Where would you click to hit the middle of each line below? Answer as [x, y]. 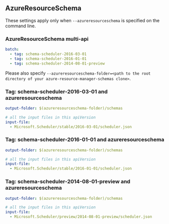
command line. [21, 26]
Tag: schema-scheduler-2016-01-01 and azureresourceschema [85, 140]
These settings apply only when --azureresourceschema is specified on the [82, 20]
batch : [12, 49]
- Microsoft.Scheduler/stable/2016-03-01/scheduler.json [71, 127]
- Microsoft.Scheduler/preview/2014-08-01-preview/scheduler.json [81, 217]
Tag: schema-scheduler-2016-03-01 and [57, 91]
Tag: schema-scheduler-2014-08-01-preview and [68, 182]
